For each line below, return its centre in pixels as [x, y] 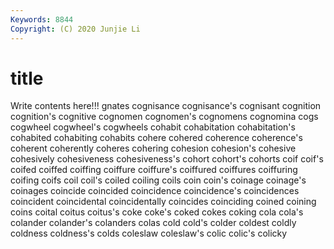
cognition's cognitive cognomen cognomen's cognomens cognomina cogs [164, 117]
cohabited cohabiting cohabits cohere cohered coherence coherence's [156, 138]
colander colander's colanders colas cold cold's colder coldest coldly [153, 223]
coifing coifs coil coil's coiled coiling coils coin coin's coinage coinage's [158, 180]
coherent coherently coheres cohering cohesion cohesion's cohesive [153, 148]
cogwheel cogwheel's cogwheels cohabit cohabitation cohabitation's [153, 127]
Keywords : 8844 [42, 19]
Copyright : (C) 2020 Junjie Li [75, 29]
